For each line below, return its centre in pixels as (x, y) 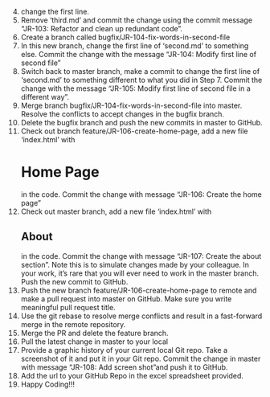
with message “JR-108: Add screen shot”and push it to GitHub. (124, 367)
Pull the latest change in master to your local (94, 342)
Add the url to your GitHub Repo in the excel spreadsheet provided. (132, 375)
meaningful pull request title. (68, 307)
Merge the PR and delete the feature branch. (94, 333)
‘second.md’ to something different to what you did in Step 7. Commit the (141, 80)
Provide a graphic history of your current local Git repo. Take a (124, 350)
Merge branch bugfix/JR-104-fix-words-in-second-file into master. (131, 105)
